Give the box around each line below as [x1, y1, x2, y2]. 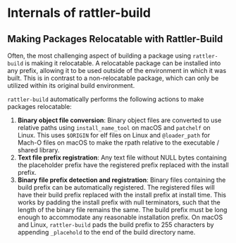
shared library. [17, 146, 60, 154]
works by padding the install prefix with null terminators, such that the [17, 198, 221, 206]
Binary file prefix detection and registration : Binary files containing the [17, 176, 226, 184]
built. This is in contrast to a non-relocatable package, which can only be [7, 74, 219, 82]
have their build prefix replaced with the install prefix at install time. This [17, 191, 227, 199]
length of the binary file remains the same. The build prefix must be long [17, 206, 228, 214]
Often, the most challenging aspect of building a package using [7, 51, 192, 60]
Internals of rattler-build [7, 5, 151, 21]
